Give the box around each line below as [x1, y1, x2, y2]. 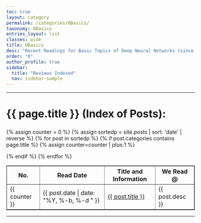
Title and [117, 167, 143, 176]
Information [112, 175, 148, 183]
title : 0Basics [6, 43, 44, 49]
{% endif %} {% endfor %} [6, 153, 72, 160]
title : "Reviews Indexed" [11, 70, 77, 76]
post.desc [158, 192, 187, 201]
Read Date [57, 171, 88, 180]
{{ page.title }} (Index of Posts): [6, 107, 166, 120]
